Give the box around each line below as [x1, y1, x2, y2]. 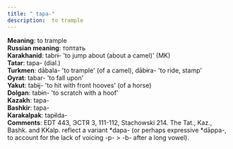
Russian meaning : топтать [7, 44, 86, 52]
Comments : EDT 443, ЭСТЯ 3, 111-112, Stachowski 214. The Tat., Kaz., [7, 118, 213, 127]
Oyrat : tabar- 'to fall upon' [7, 73, 84, 82]
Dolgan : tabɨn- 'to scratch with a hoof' [7, 89, 119, 97]
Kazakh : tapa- [7, 96, 49, 104]
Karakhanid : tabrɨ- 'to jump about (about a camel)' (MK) [7, 51, 171, 60]
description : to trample [7, 17, 83, 24]
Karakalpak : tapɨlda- [7, 110, 68, 119]
